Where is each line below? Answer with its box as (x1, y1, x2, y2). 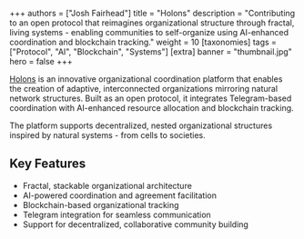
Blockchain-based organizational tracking (22, 199, 179, 210)
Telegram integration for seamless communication (22, 209, 211, 220)
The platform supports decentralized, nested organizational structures (9, 120, 273, 131)
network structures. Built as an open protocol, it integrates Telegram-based (9, 93, 292, 104)
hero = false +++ (9, 56, 73, 66)
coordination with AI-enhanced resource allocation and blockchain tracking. (9, 103, 294, 113)
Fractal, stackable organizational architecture (22, 180, 193, 191)
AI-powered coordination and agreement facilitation (22, 190, 217, 201)
